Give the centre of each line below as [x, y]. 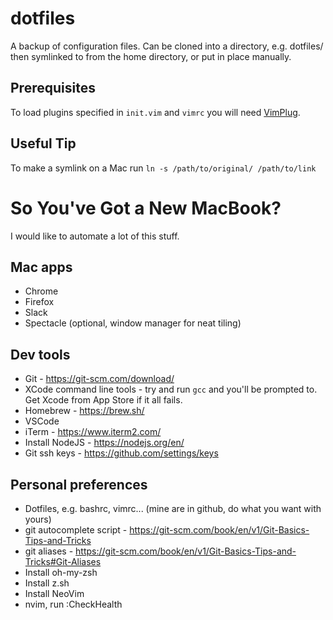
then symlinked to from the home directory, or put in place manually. [151, 56]
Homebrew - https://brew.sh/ [84, 411]
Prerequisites [53, 88]
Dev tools [40, 354]
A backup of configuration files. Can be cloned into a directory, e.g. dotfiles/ [167, 46]
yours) [38, 519]
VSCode [42, 421]
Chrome [41, 291]
